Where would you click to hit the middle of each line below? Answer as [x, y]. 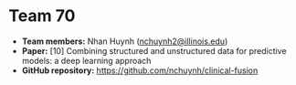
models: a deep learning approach [86, 60]
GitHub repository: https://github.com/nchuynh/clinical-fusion [140, 70]
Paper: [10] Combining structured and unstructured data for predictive [154, 50]
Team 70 [42, 16]
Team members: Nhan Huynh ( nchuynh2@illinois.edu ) [125, 41]
